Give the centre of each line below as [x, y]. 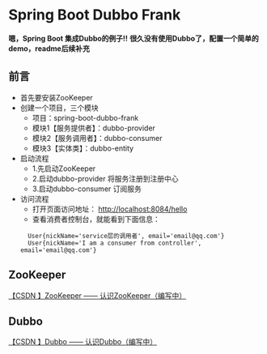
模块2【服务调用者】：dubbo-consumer [97, 138]
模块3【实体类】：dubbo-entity [83, 148]
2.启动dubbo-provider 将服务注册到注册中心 [105, 178]
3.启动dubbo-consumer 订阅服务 [87, 189]
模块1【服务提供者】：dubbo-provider [94, 128]
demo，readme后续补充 [49, 48]
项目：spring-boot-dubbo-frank [85, 117]
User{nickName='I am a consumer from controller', [115, 243]
